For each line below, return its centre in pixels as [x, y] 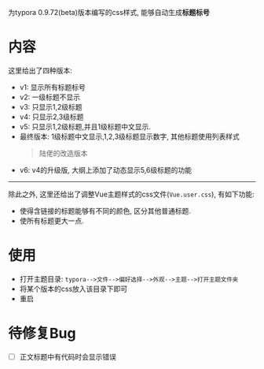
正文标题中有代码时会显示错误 [68, 356]
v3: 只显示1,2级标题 [51, 106]
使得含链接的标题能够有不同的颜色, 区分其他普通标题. [105, 211]
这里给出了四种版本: [40, 70]
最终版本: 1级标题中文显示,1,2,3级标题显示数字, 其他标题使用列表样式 [129, 136]
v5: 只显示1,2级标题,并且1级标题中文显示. [85, 126]
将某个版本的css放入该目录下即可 [73, 289]
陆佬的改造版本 [63, 153]
